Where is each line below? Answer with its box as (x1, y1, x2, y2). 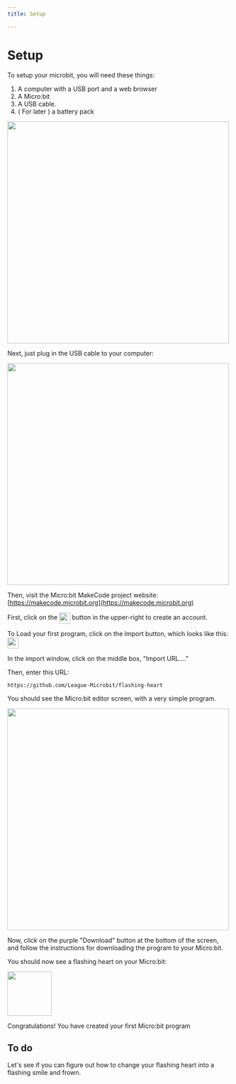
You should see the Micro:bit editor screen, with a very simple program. (7, 694, 216, 703)
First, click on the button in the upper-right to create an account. (7, 613, 208, 621)
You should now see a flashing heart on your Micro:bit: (7, 957, 167, 965)
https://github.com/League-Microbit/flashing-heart (7, 681, 163, 689)
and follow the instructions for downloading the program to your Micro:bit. (7, 943, 223, 952)
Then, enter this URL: (7, 668, 69, 677)
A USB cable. (17, 99, 57, 108)
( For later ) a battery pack (17, 107, 94, 116)
